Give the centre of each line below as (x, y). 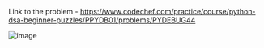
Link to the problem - (43, 12)
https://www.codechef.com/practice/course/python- (168, 12)
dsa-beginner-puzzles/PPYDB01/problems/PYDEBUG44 (102, 20)
